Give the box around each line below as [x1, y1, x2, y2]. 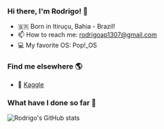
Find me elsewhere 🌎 [7, 62, 83, 72]
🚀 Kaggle [17, 80, 44, 88]
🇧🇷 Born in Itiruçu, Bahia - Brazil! [17, 22, 115, 31]
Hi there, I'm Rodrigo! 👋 [7, 6, 88, 16]
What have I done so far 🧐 [7, 97, 96, 107]
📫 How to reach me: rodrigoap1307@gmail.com [17, 31, 157, 39]
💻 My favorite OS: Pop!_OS [17, 41, 97, 50]
